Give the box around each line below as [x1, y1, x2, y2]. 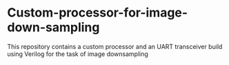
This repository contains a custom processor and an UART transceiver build [7, 42, 223, 50]
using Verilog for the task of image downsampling [7, 50, 148, 58]
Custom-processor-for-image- [7, 5, 188, 21]
